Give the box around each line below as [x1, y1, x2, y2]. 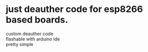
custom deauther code [6, 30, 54, 36]
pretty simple [6, 41, 34, 47]
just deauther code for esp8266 [6, 3, 143, 15]
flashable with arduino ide [6, 36, 60, 42]
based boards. [6, 14, 68, 25]
